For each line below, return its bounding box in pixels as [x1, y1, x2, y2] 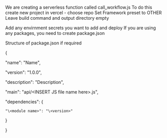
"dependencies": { [5, 99, 44, 105]
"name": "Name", [5, 60, 41, 65]
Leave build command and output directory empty [5, 15, 109, 21]
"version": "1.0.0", [5, 69, 42, 75]
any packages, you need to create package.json [5, 30, 105, 36]
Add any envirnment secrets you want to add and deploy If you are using [5, 25, 156, 31]
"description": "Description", [5, 79, 64, 85]
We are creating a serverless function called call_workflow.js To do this [5, 5, 152, 10]
